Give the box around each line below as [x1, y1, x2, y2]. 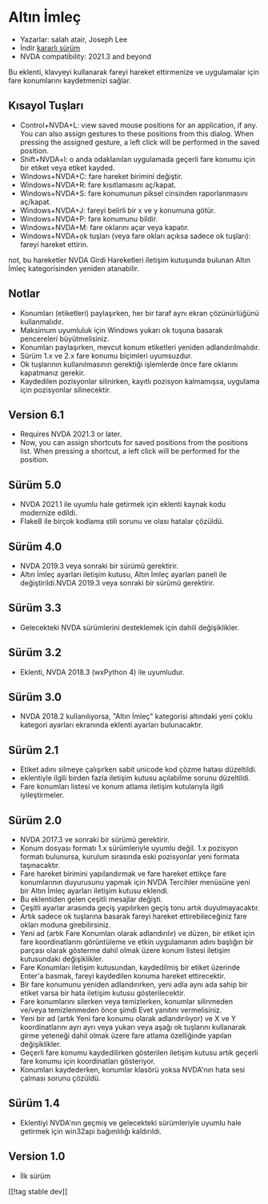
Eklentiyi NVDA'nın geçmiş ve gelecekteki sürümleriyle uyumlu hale [19, 1117, 242, 1127]
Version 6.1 [8, 407, 65, 421]
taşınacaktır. [19, 861, 61, 870]
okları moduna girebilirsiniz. [19, 920, 111, 930]
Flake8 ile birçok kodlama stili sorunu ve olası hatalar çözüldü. [19, 517, 224, 526]
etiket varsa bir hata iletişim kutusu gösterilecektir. [19, 988, 186, 998]
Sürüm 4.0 [8, 540, 62, 553]
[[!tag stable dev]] [8, 1186, 68, 1196]
